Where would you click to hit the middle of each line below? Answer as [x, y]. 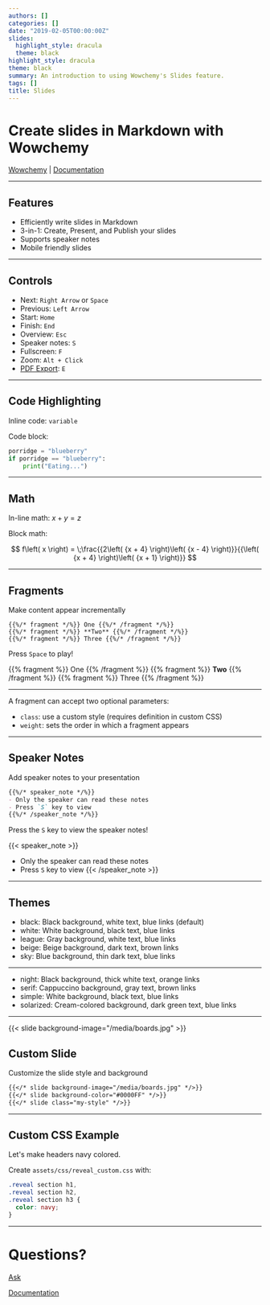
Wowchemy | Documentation [56, 170]
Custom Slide [43, 1053]
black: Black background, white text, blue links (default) [112, 922]
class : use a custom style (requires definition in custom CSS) [121, 717]
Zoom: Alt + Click [51, 360]
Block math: [28, 534]
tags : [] [23, 83]
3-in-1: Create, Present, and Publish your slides [98, 231]
